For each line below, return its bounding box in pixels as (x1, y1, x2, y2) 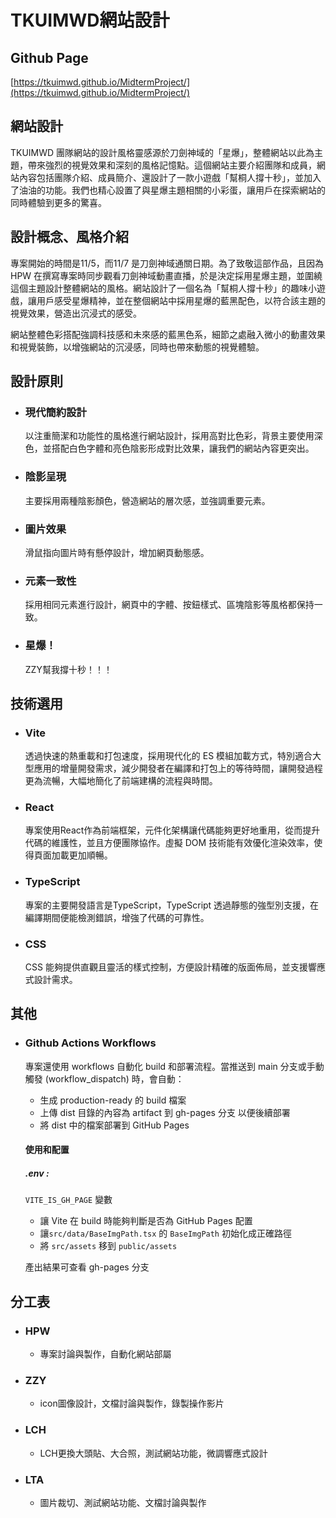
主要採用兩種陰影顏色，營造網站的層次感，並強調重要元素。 (24, 494, 271, 506)
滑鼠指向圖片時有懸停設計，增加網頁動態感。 (24, 546, 210, 558)
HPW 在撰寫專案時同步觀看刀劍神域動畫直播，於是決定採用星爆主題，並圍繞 (10, 269, 323, 281)
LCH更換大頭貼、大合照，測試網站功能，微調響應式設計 (39, 1447, 268, 1459)
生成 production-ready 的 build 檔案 (39, 1094, 187, 1106)
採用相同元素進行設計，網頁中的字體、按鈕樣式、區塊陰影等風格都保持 (24, 599, 315, 611)
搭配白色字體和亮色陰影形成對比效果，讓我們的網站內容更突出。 (51, 442, 315, 455)
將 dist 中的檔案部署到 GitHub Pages (39, 1119, 190, 1131)
